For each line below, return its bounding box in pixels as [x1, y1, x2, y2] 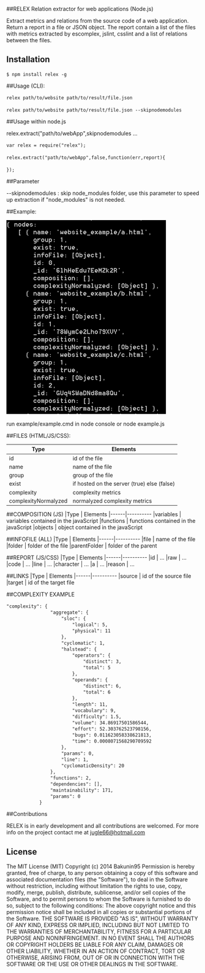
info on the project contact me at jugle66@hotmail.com [6, 829, 146, 836]
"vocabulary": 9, [72, 708, 116, 714]
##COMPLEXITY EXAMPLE [6, 591, 75, 598]
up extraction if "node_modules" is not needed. [6, 196, 125, 203]
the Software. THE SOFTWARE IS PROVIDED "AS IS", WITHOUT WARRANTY [6, 915, 198, 922]
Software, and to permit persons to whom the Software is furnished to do [6, 895, 191, 903]
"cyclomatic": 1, [61, 640, 105, 646]
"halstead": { [61, 646, 97, 652]
